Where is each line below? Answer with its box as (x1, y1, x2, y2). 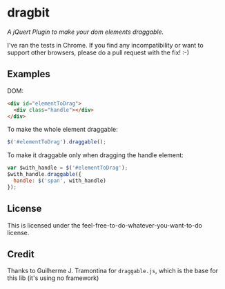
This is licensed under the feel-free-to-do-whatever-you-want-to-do (7, 221, 202, 229)
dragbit (7, 5, 50, 21)
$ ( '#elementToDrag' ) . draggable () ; (7, 139, 107, 146)
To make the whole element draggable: (7, 126, 119, 134)
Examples (7, 68, 50, 80)
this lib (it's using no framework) (7, 274, 99, 282)
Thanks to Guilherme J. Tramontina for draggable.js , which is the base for (7, 267, 219, 275)
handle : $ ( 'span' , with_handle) (13, 177, 107, 184)
